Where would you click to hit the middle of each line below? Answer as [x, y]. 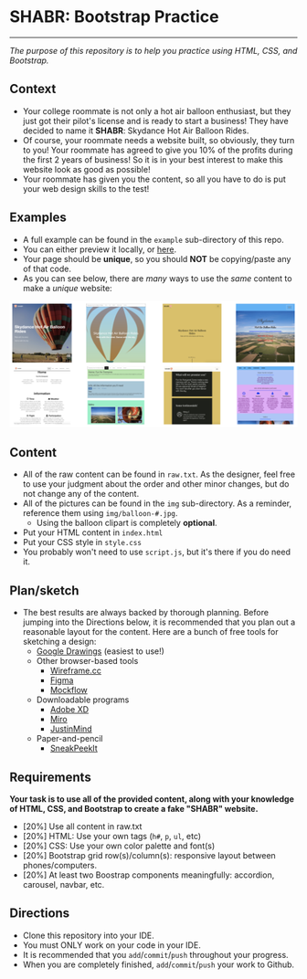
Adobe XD [69, 710]
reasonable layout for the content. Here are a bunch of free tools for [150, 632]
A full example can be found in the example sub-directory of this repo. [153, 239]
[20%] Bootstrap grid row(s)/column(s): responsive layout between [149, 855]
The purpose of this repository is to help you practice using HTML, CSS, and [153, 50]
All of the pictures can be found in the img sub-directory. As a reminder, [157, 503]
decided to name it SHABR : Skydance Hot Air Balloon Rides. [136, 131]
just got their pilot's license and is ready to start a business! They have [156, 121]
